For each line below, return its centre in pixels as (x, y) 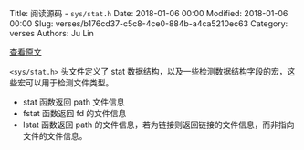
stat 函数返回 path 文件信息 (73, 102)
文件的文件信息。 (55, 136)
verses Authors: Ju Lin (52, 33)
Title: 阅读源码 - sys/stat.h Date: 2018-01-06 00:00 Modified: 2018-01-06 (149, 13)
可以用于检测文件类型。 (69, 83)
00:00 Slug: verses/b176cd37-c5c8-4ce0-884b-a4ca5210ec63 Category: (149, 24)
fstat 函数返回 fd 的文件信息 (74, 113)
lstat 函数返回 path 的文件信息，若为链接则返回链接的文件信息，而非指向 (158, 125)
